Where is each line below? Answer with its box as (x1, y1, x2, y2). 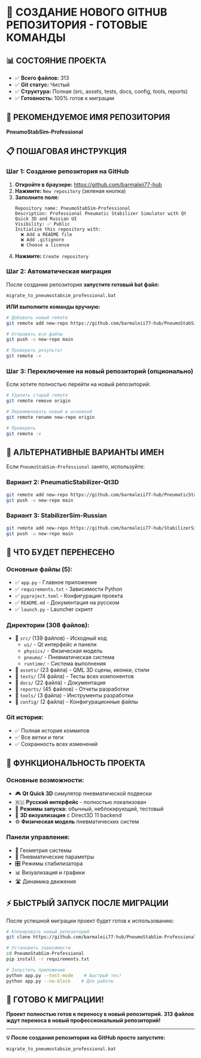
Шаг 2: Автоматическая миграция (6, 267, 112, 276)
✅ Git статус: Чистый (14, 81, 70, 88)
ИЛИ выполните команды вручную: (6, 303, 100, 310)
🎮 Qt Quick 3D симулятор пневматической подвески (14, 790, 153, 797)
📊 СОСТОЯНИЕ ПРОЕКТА (6, 55, 106, 65)
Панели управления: (6, 833, 70, 841)
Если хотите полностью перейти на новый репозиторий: (6, 380, 151, 388)
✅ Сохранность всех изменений (14, 740, 98, 748)
